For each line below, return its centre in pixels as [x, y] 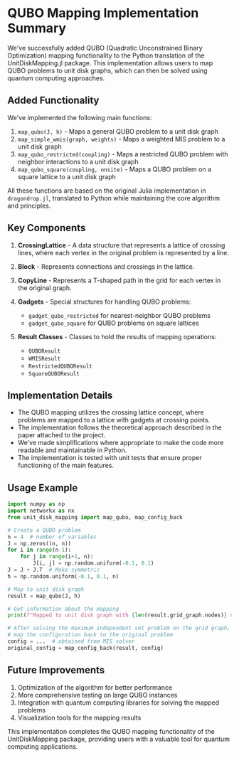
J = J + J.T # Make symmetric [54, 570]
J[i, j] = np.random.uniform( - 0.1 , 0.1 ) [94, 563]
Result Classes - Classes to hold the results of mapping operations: [117, 336]
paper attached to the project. [62, 435]
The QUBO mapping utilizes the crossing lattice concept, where [111, 412]
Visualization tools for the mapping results [79, 717]
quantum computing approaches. [56, 78]
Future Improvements [56, 670]
